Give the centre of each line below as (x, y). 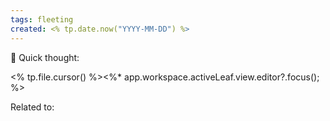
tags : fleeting (42, 19)
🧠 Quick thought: (45, 57)
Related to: (32, 107)
